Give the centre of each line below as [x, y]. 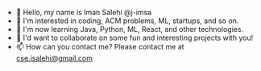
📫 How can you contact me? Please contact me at [100, 47]
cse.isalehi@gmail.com [54, 58]
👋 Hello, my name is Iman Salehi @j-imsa [84, 12]
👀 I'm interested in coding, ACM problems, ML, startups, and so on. [127, 21]
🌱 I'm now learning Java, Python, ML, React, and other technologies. [130, 29]
